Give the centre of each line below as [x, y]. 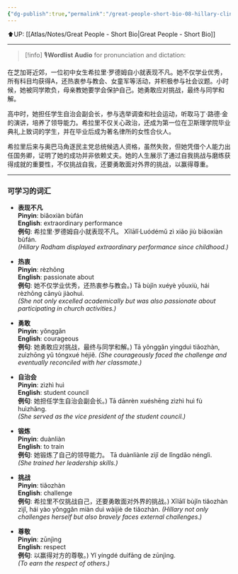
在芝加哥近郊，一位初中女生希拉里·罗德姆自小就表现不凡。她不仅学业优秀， [117, 72]
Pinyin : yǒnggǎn [41, 331]
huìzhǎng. [32, 408]
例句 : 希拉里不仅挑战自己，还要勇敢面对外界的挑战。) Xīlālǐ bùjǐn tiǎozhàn [123, 501]
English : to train [41, 446]
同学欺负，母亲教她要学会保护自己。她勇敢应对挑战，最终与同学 [125, 90]
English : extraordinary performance [70, 223]
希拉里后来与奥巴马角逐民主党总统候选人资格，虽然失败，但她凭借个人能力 [116, 147]
